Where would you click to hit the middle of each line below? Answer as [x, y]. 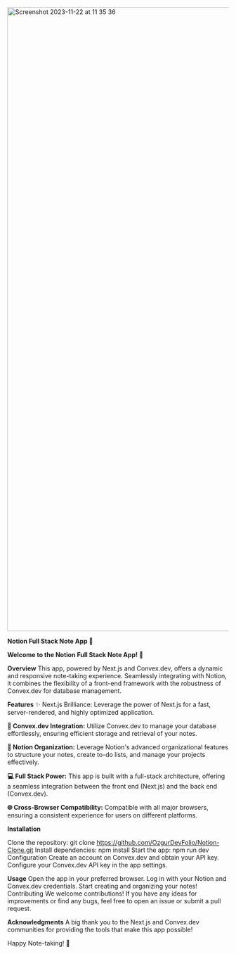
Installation [24, 829]
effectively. [24, 762]
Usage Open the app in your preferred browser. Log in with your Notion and [117, 878]
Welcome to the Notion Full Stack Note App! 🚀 [76, 655]
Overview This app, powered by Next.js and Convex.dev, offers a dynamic [115, 668]
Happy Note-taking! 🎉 [39, 943]
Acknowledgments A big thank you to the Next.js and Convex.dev [104, 922]
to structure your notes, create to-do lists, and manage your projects [106, 755]
